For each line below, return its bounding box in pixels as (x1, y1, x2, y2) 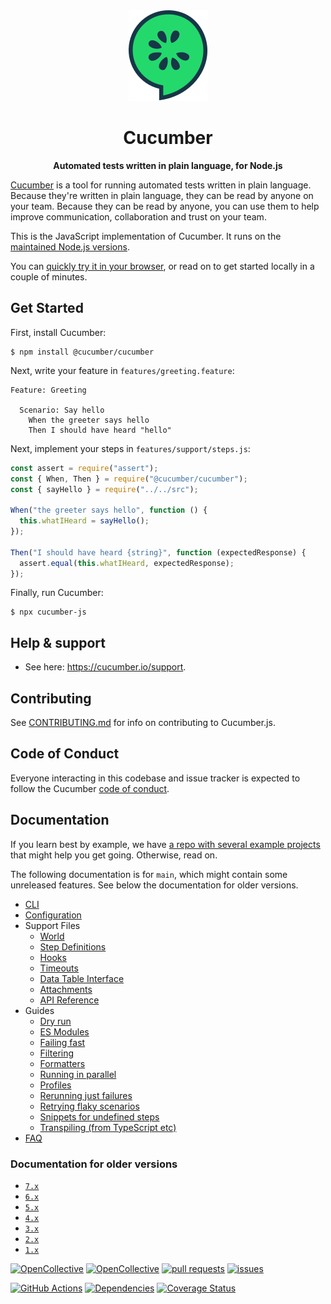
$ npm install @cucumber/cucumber (10, 347, 155, 357)
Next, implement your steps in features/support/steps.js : (10, 442, 251, 454)
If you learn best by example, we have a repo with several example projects (10, 838, 321, 850)
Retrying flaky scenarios (39, 1100, 140, 1112)
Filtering (39, 1047, 75, 1059)
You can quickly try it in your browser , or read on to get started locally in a (10, 260, 315, 272)
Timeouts (39, 962, 79, 974)
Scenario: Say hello (19, 405, 105, 415)
